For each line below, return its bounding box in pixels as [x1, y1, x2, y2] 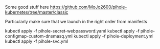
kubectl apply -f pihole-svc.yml [5, 38, 69, 44]
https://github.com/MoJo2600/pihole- [50, 4, 127, 10]
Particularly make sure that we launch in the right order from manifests [5, 19, 148, 24]
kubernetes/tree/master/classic [5, 9, 69, 15]
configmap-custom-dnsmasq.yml [5, 33, 73, 39]
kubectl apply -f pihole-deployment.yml [73, 33, 154, 39]
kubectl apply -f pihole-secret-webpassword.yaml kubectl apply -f [5, 28, 139, 33]
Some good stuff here [5, 4, 49, 10]
